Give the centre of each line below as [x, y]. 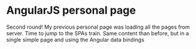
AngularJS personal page [71, 10]
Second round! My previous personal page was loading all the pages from [98, 27]
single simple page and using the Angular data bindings [75, 39]
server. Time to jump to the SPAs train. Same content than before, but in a [98, 33]
